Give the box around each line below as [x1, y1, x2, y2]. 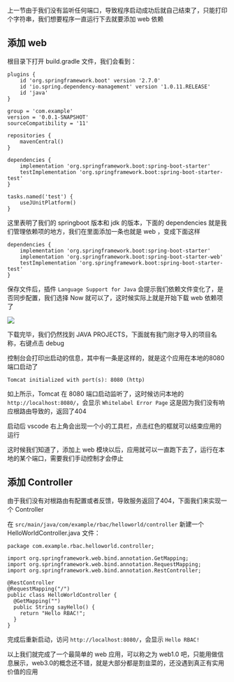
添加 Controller [7, 477, 73, 489]
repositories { [7, 132, 52, 139]
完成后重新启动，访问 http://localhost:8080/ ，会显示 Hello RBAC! [7, 635, 200, 644]
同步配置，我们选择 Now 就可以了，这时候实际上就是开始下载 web [13, 293, 203, 302]
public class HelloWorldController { [7, 591, 117, 598]
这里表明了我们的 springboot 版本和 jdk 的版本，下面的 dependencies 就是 [7, 218, 221, 227]
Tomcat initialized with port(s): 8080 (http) [7, 376, 145, 383]
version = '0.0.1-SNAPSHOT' [7, 114, 89, 121]
